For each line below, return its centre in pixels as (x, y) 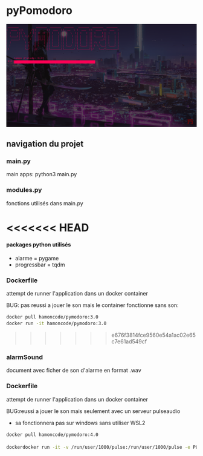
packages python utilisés (39, 245)
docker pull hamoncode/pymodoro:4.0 (52, 435)
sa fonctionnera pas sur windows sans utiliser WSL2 (80, 423)
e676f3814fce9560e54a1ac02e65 (154, 335)
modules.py (24, 190)
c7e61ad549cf (129, 342)
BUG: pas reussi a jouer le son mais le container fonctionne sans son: (93, 305)
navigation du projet (45, 144)
